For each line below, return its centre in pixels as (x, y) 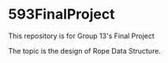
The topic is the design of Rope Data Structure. (85, 51)
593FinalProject (62, 14)
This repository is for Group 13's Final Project (82, 36)
